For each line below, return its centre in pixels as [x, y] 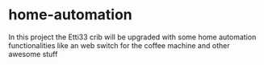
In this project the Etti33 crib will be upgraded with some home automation [132, 37]
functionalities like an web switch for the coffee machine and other [119, 45]
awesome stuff [33, 54]
